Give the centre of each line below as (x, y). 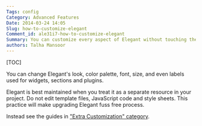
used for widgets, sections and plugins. (55, 80)
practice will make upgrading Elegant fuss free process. (75, 104)
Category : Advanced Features (43, 17)
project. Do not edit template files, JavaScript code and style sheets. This (97, 98)
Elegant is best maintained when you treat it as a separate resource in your (99, 92)
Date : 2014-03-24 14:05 (36, 23)
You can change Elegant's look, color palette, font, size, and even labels (95, 74)
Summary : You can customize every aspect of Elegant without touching (96, 40)
